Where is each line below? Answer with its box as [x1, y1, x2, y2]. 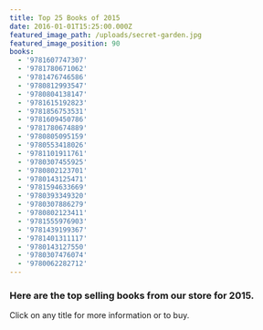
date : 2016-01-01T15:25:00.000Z [9, 22, 132, 31]
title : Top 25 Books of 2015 [9, 13, 121, 23]
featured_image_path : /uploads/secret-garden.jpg [9, 30, 203, 39]
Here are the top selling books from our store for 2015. [9, 289, 255, 302]
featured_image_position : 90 [9, 38, 121, 48]
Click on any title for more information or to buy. [9, 310, 190, 321]
